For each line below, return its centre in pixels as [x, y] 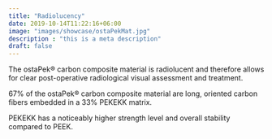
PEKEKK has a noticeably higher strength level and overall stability [119, 118]
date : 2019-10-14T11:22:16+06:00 [65, 24]
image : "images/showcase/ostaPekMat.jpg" [80, 31]
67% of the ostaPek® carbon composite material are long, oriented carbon [133, 93]
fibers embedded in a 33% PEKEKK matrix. [80, 102]
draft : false [30, 46]
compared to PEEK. [41, 127]
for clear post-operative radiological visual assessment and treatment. [126, 78]
